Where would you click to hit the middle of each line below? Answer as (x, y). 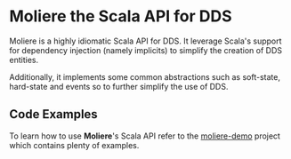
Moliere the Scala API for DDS (121, 16)
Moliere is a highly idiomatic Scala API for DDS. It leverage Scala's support (145, 41)
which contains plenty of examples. (74, 145)
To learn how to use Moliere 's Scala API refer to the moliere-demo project (145, 136)
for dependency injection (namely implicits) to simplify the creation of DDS (146, 50)
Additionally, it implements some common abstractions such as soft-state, (145, 76)
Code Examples (53, 114)
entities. (24, 60)
